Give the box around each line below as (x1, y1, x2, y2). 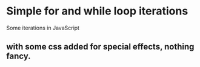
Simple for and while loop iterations (6, 4, 188, 18)
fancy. (6, 51, 32, 62)
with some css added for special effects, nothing (6, 42, 195, 52)
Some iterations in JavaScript (6, 24, 80, 31)
